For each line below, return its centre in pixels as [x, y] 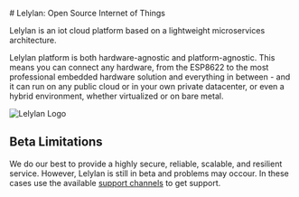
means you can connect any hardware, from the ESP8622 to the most [139, 67]
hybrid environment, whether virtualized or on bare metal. [117, 96]
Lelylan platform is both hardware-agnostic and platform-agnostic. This [142, 57]
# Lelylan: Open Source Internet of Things [87, 13]
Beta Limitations [56, 142]
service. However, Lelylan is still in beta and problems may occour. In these [149, 173]
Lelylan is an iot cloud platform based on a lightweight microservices [137, 30]
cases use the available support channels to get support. [115, 183]
